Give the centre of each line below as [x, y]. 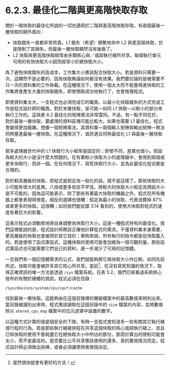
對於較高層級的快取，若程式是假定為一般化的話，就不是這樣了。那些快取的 [83, 180]
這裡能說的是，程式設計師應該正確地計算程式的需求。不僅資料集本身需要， [87, 229]
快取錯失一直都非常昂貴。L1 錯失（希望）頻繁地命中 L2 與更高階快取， [86, 42]
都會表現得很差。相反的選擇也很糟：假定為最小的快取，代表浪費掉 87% [88, 199]
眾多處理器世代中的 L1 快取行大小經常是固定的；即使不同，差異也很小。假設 [84, 151]
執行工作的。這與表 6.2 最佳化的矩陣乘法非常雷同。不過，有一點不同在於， [83, 115]
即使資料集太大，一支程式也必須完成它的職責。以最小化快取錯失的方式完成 [83, 102]
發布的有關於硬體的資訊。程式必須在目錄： [50, 278]
